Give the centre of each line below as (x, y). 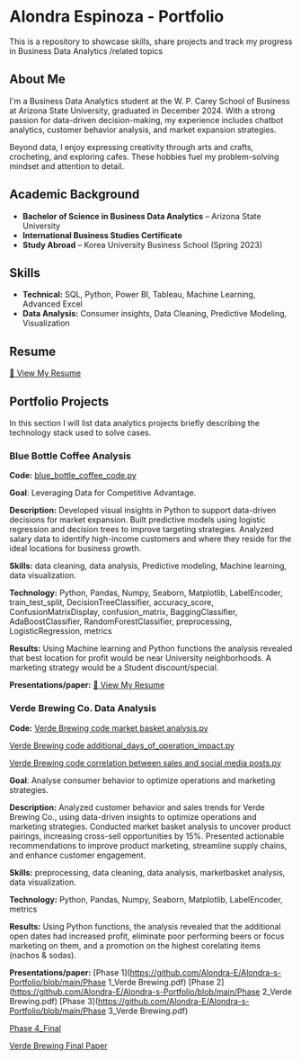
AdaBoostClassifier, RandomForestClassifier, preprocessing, (121, 621)
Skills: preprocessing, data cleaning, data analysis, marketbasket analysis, (147, 872)
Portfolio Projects (59, 401)
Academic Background (75, 195)
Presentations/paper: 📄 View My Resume (87, 685)
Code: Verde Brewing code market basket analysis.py (109, 728)
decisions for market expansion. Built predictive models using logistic (138, 520)
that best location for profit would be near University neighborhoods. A (141, 658)
